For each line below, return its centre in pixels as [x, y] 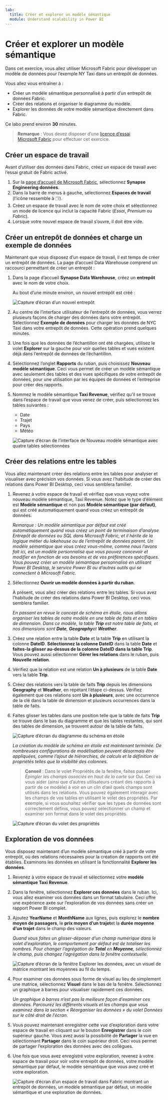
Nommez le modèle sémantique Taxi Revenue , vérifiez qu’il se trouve [84, 394]
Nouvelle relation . [31, 659]
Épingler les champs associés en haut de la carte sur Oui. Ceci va [93, 776]
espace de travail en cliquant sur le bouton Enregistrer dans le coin [82, 1030]
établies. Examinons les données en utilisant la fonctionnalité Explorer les [81, 862]
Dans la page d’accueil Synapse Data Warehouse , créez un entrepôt [84, 277]
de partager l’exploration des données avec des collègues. [73, 1046]
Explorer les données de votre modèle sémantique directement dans [83, 109]
